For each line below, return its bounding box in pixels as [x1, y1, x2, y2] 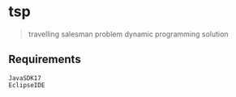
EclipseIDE [8, 81, 45, 89]
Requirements [8, 53, 81, 66]
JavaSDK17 [8, 74, 42, 82]
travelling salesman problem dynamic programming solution [28, 29, 229, 39]
